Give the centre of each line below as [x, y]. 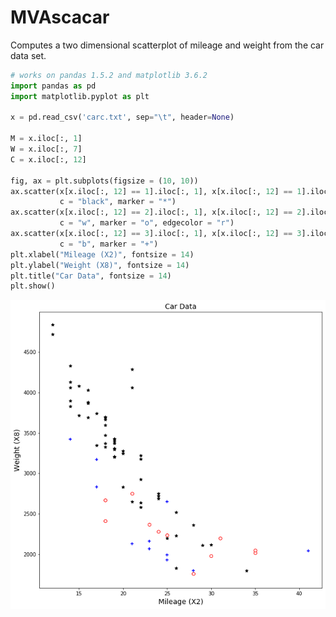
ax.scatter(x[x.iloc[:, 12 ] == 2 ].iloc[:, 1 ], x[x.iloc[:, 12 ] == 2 [156, 212]
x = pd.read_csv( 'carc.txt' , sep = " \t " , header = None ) [122, 117]
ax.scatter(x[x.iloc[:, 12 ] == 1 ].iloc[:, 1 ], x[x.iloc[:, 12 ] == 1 [156, 191]
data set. [28, 55]
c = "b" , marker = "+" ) [109, 244]
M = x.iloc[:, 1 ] [46, 139]
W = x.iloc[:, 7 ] [46, 149]
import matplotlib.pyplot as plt [80, 96]
